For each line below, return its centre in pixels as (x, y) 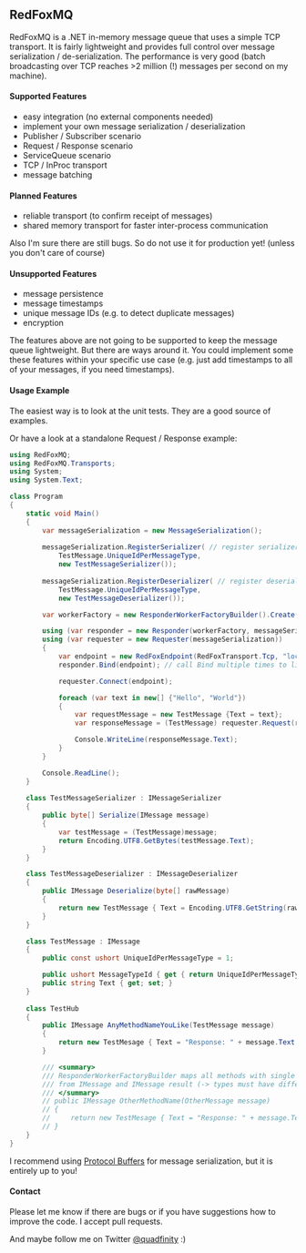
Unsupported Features (53, 273)
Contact (25, 1191)
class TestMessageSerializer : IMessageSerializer (124, 799)
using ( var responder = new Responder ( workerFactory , (146, 631)
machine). (28, 76)
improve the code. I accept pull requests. (86, 1221)
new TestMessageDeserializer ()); (121, 598)
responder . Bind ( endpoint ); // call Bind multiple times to (172, 665)
